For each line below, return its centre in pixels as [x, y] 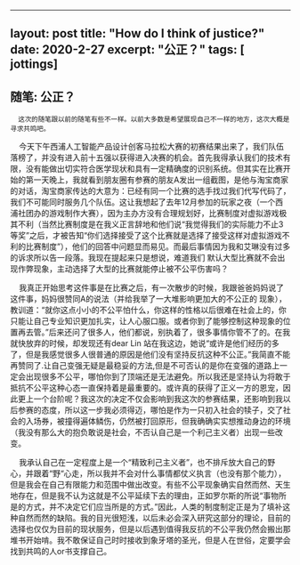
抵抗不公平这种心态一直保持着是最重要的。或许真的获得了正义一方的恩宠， [146, 388]
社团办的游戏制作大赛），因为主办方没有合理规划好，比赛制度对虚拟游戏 [148, 214]
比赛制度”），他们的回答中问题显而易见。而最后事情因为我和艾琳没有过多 [158, 246]
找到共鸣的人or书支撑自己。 [61, 552]
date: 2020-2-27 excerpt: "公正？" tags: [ [127, 50]
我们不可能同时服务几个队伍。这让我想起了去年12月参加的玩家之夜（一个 [143, 202]
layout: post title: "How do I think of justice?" [138, 33]
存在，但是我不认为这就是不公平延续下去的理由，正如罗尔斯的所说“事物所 [152, 496]
